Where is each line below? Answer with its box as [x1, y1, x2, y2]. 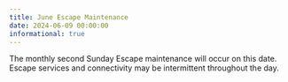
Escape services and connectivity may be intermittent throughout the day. [9, 63, 279, 73]
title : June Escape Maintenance [9, 12, 128, 22]
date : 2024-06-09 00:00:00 [9, 21, 109, 30]
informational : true [9, 29, 86, 38]
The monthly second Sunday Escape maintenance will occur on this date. [9, 54, 277, 64]
